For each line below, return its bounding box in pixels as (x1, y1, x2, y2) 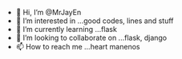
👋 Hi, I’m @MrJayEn (15, 8, 82, 17)
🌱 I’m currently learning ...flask (15, 25, 118, 33)
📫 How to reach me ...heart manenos (15, 42, 140, 51)
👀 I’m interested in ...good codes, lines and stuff (15, 16, 174, 26)
